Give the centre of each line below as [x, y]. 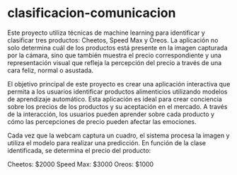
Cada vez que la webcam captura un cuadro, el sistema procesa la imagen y [118, 135]
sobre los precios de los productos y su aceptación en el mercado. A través [117, 106]
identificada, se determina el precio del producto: [79, 150]
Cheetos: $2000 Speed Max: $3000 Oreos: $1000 [81, 164]
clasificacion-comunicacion [92, 13]
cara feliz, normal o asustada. [51, 70]
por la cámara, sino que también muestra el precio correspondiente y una [114, 55]
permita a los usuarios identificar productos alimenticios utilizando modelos [117, 91]
